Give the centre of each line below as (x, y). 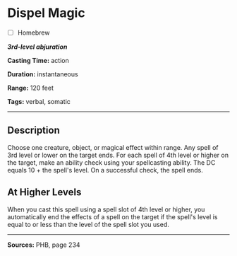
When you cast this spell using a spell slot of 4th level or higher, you (106, 209)
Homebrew (34, 33)
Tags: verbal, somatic (39, 101)
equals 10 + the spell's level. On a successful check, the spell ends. (105, 170)
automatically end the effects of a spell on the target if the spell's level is (113, 216)
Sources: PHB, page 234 (44, 245)
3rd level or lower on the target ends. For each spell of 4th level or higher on (118, 155)
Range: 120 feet (31, 88)
